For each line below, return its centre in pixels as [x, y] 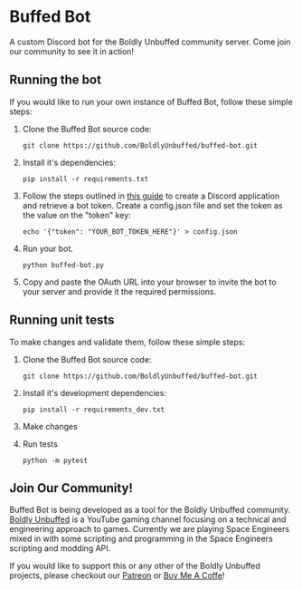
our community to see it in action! [71, 51]
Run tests [40, 444]
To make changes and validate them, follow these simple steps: [127, 342]
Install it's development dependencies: [94, 392]
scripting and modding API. [60, 548]
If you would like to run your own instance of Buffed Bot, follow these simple [151, 102]
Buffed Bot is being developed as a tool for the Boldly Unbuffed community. [150, 510]
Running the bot [56, 80]
